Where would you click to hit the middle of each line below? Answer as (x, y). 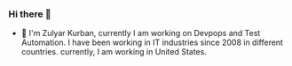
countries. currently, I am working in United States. (114, 52)
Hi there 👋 (30, 14)
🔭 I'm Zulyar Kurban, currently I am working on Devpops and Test (141, 33)
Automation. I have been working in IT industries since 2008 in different (152, 42)
